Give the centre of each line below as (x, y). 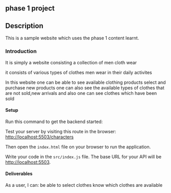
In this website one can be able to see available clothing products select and (86, 82)
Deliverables (19, 174)
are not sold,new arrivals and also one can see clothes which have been (81, 93)
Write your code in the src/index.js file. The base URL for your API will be (83, 156)
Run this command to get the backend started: (54, 122)
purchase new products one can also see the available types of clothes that (85, 88)
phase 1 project (30, 8)
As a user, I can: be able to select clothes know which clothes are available (84, 185)
